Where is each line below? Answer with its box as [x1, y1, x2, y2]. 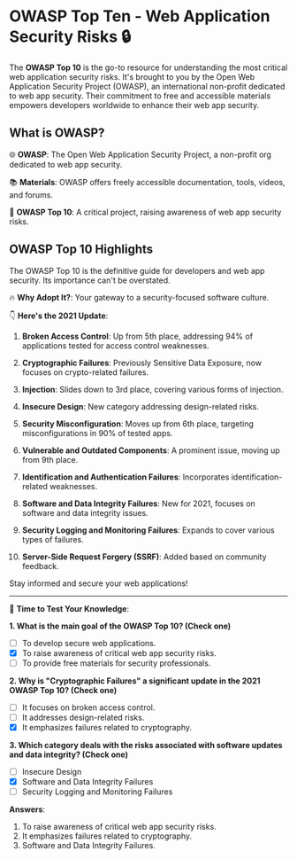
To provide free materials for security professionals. [21, 658, 211, 668]
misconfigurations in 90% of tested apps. [21, 427, 173, 438]
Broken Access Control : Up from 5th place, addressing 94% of [21, 331, 254, 341]
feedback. [21, 560, 59, 571]
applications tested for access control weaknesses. [21, 340, 209, 351]
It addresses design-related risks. [21, 712, 145, 722]
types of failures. [21, 534, 84, 544]
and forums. [9, 189, 54, 200]
